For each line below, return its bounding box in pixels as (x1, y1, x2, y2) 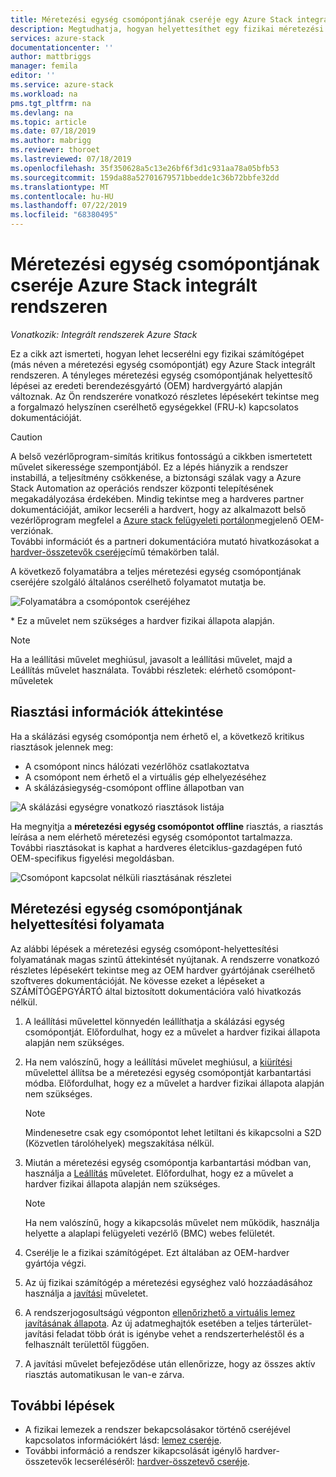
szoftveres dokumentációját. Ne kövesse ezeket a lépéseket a (10, 974, 265, 986)
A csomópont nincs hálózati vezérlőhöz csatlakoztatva (24, 760, 250, 772)
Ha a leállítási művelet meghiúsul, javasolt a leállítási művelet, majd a (10, 653, 293, 665)
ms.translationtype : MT (10, 182, 110, 192)
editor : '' (10, 71, 56, 81)
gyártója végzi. (24, 1257, 87, 1269)
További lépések (10, 1397, 115, 1414)
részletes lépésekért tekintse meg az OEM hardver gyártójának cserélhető (10, 964, 316, 976)
